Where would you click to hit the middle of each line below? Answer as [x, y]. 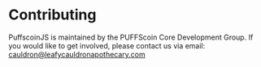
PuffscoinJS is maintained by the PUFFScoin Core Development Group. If [131, 37]
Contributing [52, 15]
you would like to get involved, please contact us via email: [107, 45]
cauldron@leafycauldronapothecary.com [77, 54]
